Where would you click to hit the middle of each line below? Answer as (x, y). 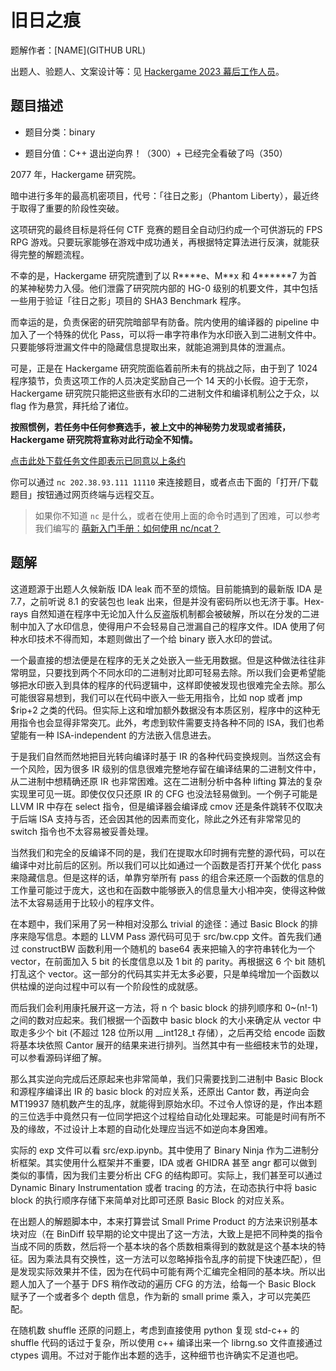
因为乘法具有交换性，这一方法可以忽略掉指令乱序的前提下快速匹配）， (170, 1258)
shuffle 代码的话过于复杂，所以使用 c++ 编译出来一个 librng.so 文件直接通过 (166, 1342)
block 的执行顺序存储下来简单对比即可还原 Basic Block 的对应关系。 (150, 1200)
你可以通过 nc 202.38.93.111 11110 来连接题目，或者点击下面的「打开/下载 (164, 482)
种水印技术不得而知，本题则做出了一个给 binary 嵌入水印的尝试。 (144, 638)
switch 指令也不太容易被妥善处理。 (82, 831)
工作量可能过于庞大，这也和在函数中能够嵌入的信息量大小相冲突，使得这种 (163, 890)
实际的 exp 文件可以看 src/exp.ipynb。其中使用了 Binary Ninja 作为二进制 (160, 1150)
